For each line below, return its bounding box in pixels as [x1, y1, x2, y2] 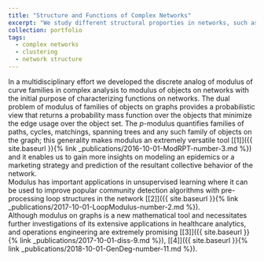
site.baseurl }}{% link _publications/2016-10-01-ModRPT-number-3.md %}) [8, 143, 252, 153]
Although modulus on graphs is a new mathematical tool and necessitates [8, 210, 247, 220]
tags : [8, 33, 26, 42]
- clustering [15, 48, 58, 56]
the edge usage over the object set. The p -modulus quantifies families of [8, 119, 245, 128]
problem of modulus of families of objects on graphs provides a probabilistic [8, 101, 255, 111]
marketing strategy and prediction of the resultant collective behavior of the [8, 160, 254, 170]
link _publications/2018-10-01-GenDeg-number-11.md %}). [8, 244, 198, 253]
